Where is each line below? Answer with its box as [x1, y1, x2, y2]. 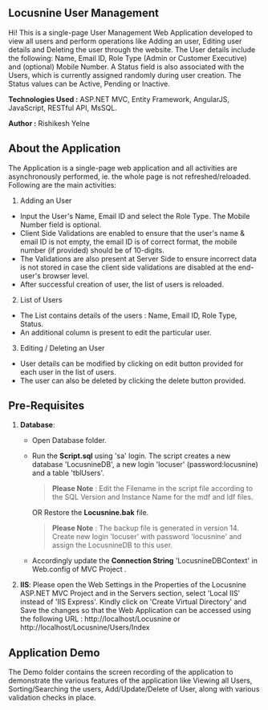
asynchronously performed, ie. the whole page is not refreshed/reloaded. [8, 172, 251, 181]
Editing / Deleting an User [19, 343, 105, 352]
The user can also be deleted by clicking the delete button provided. [19, 375, 246, 385]
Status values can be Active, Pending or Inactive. [8, 79, 171, 88]
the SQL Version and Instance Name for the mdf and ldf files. [51, 493, 254, 502]
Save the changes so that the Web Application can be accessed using [19, 606, 251, 615]
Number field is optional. [19, 220, 102, 229]
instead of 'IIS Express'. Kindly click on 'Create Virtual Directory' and [19, 597, 247, 607]
